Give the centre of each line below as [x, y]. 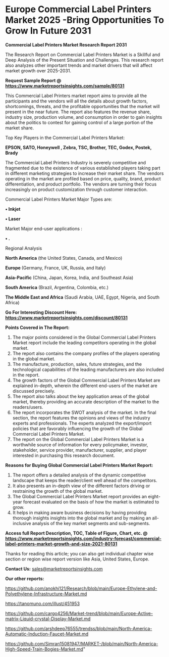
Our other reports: [25, 578]
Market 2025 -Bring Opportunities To [85, 20]
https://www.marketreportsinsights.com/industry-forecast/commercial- [83, 538]
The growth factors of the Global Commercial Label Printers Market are [86, 380]
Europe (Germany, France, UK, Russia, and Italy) [55, 268]
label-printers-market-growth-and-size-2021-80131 [61, 544]
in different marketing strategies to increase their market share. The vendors [84, 173]
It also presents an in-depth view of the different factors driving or [81, 486]
